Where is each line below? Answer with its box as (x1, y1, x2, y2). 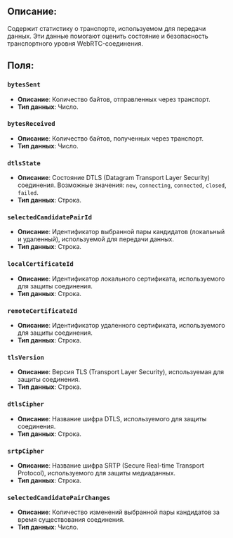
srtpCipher (7, 447, 44, 455)
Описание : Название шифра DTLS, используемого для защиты (17, 414, 207, 423)
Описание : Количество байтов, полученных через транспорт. (17, 134, 204, 143)
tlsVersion (7, 353, 44, 361)
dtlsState (7, 159, 41, 167)
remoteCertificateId (7, 307, 78, 315)
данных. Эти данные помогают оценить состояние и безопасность (7, 32, 208, 40)
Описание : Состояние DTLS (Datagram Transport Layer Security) (17, 174, 211, 182)
